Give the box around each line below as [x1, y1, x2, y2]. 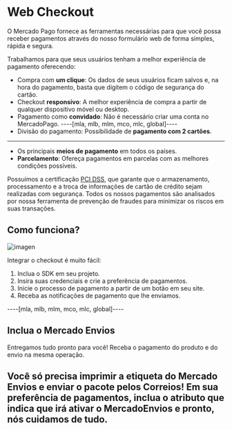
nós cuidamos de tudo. [7, 413, 108, 425]
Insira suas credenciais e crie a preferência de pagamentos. [17, 277, 188, 285]
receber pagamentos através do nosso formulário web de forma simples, [7, 34, 215, 42]
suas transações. [7, 204, 57, 213]
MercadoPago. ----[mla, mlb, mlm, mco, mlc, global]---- [17, 119, 178, 128]
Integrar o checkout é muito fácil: [7, 256, 101, 264]
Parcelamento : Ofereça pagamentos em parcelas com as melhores [17, 154, 209, 162]
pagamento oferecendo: [7, 62, 76, 70]
